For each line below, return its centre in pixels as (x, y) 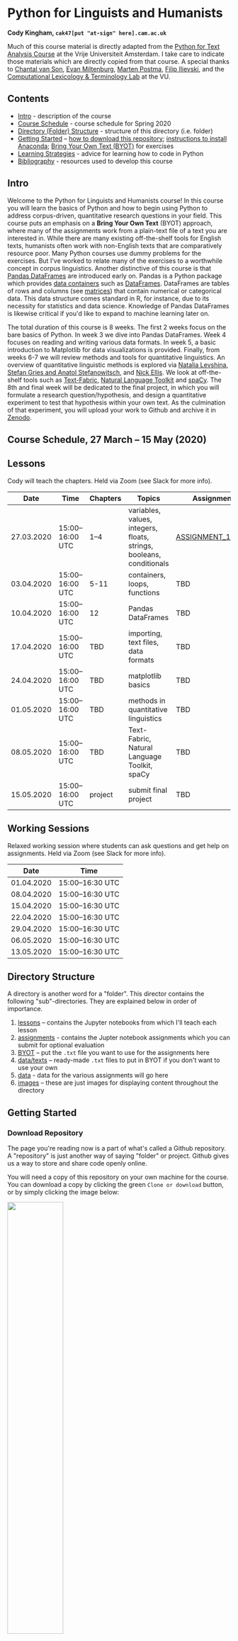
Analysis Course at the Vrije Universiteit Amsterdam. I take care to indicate (116, 54)
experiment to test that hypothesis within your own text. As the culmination (117, 402)
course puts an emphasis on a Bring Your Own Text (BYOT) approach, (110, 223)
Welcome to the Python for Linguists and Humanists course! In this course (115, 201)
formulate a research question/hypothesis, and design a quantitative (107, 395)
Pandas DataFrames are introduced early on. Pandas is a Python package (115, 276)
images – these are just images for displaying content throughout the (118, 1083)
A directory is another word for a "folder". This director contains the (106, 994)
